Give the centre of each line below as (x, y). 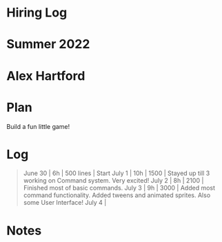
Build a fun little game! (38, 126)
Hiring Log (37, 13)
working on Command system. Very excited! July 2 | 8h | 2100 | (113, 181)
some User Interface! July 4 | (65, 203)
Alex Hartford (46, 75)
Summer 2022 (48, 44)
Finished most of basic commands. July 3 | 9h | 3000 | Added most (119, 188)
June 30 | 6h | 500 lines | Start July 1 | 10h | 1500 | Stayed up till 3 (117, 173)
